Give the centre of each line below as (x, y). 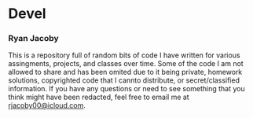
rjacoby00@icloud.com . (47, 105)
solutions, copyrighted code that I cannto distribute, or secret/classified (124, 80)
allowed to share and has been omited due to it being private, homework (125, 72)
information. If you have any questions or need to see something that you (126, 89)
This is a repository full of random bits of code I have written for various (125, 55)
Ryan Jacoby (33, 39)
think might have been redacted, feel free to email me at (99, 97)
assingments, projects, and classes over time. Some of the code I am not (126, 64)
